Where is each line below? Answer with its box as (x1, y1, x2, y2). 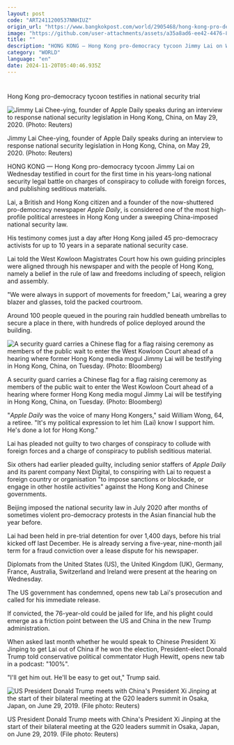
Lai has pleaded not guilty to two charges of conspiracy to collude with (7, 439, 211, 447)
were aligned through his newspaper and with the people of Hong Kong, (7, 262, 214, 270)
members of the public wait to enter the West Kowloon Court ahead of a (7, 383, 214, 391)
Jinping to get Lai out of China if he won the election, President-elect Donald (7, 645, 227, 653)
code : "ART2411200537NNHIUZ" (7, 17, 92, 24)
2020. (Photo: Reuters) (7, 148, 73, 157)
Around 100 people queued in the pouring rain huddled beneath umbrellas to (7, 311, 227, 319)
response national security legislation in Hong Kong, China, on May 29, (7, 141, 211, 150)
